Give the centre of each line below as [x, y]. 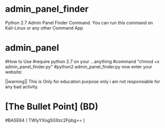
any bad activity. [22, 87]
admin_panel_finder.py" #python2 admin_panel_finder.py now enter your [79, 66]
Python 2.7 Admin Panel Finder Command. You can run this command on [79, 23]
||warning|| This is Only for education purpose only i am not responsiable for [83, 81]
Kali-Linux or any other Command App [44, 28]
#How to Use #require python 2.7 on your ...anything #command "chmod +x [82, 61]
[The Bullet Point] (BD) [52, 107]
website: [14, 72]
